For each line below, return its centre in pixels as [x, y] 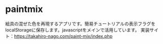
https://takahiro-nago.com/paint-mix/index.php [64, 36]
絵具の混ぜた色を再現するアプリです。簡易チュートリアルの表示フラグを [80, 23]
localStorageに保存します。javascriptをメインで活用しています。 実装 [77, 30]
